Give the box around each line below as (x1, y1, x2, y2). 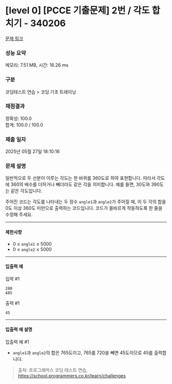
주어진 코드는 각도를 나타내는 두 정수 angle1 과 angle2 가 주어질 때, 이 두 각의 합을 (5, 199, 166, 205)
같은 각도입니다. (10, 188, 42, 194)
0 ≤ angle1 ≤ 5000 (12, 241, 52, 247)
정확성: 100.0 (5, 115, 32, 121)
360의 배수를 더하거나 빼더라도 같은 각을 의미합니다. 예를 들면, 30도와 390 (10, 181, 160, 187)
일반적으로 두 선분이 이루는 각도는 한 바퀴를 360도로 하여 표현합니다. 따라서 (5, 175, 156, 181)
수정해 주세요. (5, 211, 33, 218)
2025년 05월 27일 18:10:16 (5, 148, 60, 155)
